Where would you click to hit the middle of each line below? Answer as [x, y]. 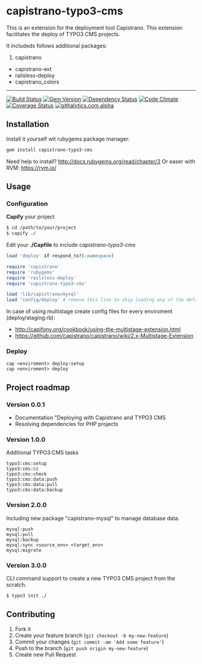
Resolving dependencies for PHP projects [66, 424]
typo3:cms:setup [26, 464]
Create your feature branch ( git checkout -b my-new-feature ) [92, 635]
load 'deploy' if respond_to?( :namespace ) [60, 256]
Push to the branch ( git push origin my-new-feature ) [81, 648]
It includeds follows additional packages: [57, 46]
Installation [28, 124]
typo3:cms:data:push [32, 480]
